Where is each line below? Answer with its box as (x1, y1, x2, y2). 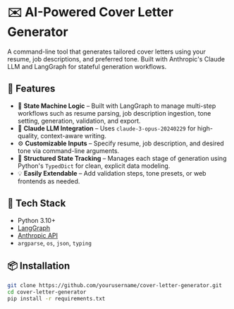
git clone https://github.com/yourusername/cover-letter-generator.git (7, 282, 222, 289)
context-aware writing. (40, 131, 107, 140)
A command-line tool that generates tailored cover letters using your (7, 47, 207, 56)
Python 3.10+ (17, 216, 56, 224)
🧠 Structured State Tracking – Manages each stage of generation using (17, 154, 227, 162)
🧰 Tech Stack (7, 198, 66, 210)
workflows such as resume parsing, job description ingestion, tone (17, 109, 211, 117)
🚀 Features (7, 83, 56, 95)
